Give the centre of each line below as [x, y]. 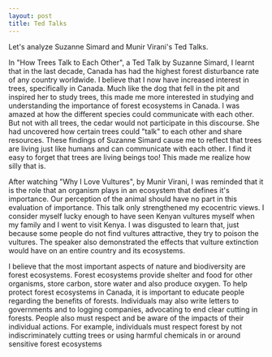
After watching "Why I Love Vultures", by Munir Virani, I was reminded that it [136, 181]
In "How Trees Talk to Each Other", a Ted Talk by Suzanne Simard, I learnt [132, 62]
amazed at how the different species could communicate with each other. [131, 114]
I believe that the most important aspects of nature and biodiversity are [127, 266]
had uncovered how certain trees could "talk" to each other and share [125, 131]
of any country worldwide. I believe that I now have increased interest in [129, 80]
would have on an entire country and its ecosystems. [97, 250]
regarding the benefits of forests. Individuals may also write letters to [124, 300]
